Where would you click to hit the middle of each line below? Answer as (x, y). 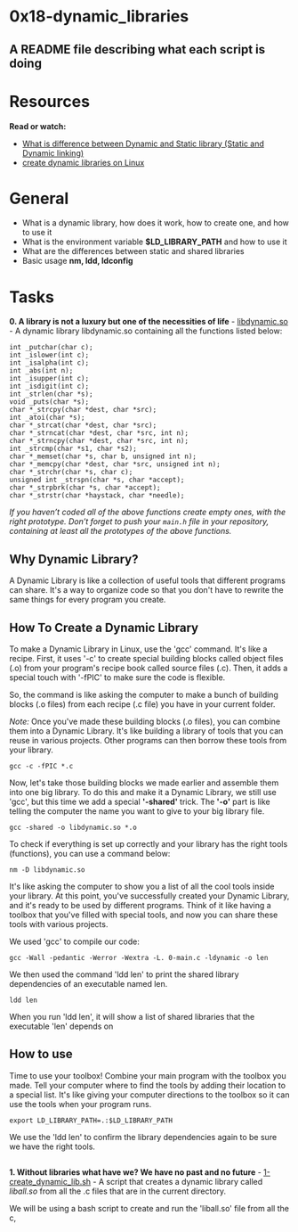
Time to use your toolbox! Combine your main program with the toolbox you (148, 1075)
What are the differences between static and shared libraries (133, 251)
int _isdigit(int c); (49, 386)
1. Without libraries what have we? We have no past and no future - (136, 1172)
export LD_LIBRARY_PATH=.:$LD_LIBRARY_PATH (91, 1121)
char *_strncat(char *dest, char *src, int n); (99, 433)
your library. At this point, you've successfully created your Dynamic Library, (149, 896)
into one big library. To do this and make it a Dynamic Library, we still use (143, 793)
